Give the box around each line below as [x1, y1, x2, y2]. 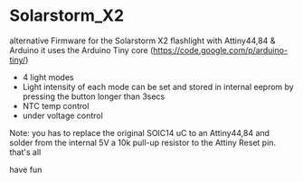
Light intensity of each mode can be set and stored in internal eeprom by [22, 81, 294, 92]
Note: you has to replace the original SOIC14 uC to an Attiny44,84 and [9, 127, 270, 138]
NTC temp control [22, 100, 90, 111]
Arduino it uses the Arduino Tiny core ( [9, 44, 154, 55]
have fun [9, 164, 43, 175]
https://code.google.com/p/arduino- [153, 44, 288, 55]
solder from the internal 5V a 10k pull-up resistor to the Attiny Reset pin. [9, 137, 277, 148]
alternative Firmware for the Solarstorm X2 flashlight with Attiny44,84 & [9, 35, 276, 46]
